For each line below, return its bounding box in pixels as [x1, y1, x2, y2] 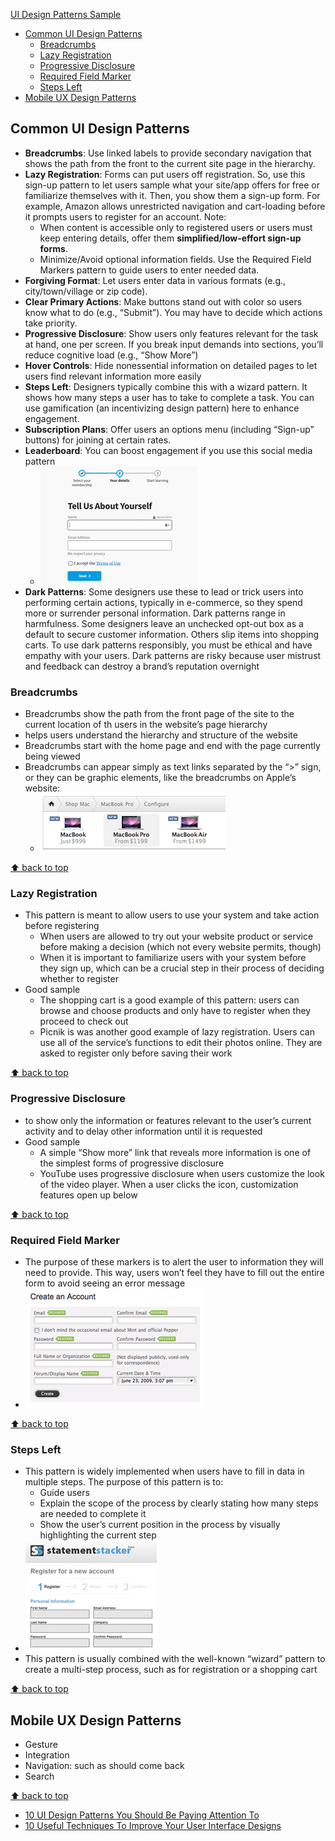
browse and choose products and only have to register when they [39, 1005, 312, 1017]
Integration [24, 1749, 70, 1761]
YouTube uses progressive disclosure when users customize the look [39, 1167, 325, 1179]
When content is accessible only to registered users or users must [39, 221, 313, 233]
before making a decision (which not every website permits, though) [39, 941, 322, 953]
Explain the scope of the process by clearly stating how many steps [39, 1497, 319, 1509]
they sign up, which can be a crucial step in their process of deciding [39, 962, 325, 974]
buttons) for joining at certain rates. [24, 434, 172, 446]
